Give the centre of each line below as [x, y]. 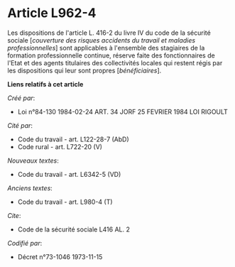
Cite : [14, 215]
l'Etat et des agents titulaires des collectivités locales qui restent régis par [115, 62]
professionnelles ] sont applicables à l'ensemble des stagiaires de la [106, 48]
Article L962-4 [52, 13]
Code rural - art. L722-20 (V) [60, 146]
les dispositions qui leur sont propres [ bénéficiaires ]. [84, 70]
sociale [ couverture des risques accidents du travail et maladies [102, 40]
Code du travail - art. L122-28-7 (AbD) [73, 139]
